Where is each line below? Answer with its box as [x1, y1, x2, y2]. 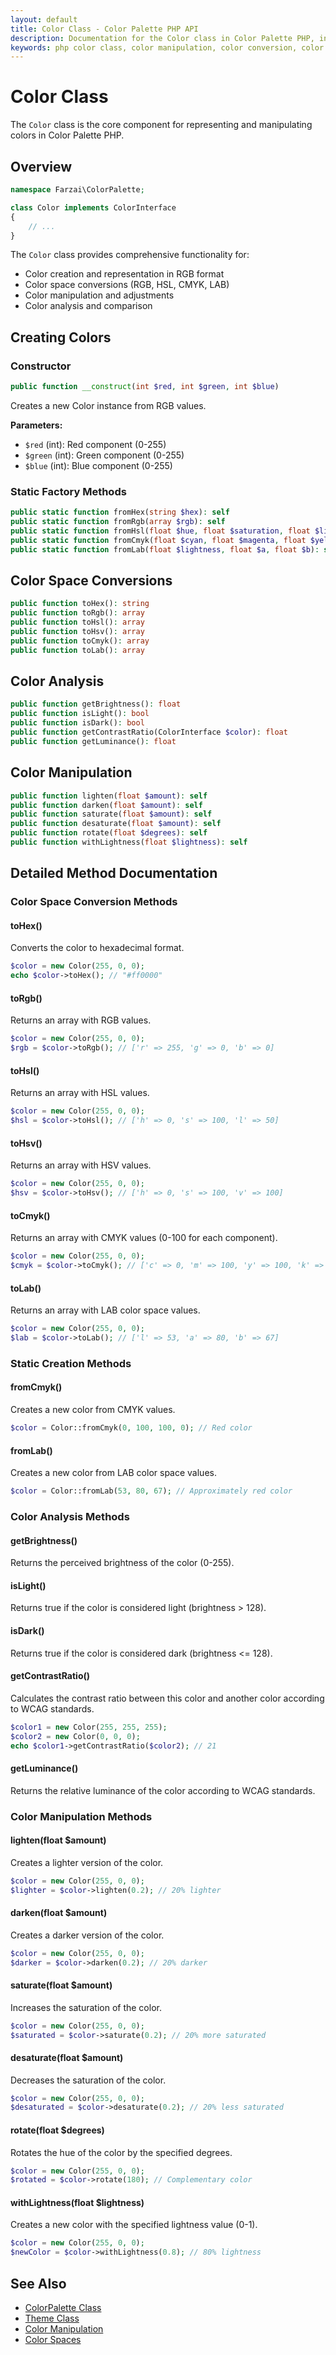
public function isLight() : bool [10, 709, 150, 719]
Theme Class [24, 2312, 80, 2325]
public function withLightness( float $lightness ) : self [10, 837, 248, 848]
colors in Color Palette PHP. [10, 129, 125, 141]
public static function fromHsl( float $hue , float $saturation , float [10, 526, 311, 536]
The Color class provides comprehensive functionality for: [10, 249, 250, 261]
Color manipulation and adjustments [24, 289, 175, 301]
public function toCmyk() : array [10, 636, 150, 646]
